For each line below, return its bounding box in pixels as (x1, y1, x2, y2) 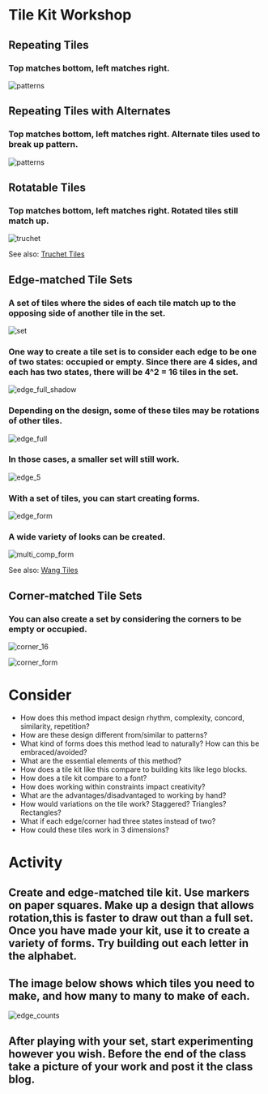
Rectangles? (19, 808, 62, 817)
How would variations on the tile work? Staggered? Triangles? (19, 799, 227, 809)
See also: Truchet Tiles (8, 249, 85, 259)
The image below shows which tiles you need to (8, 976, 255, 991)
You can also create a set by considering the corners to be (8, 613, 241, 624)
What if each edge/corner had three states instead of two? (19, 816, 216, 826)
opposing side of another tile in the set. (8, 307, 166, 318)
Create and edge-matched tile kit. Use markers (8, 885, 250, 899)
